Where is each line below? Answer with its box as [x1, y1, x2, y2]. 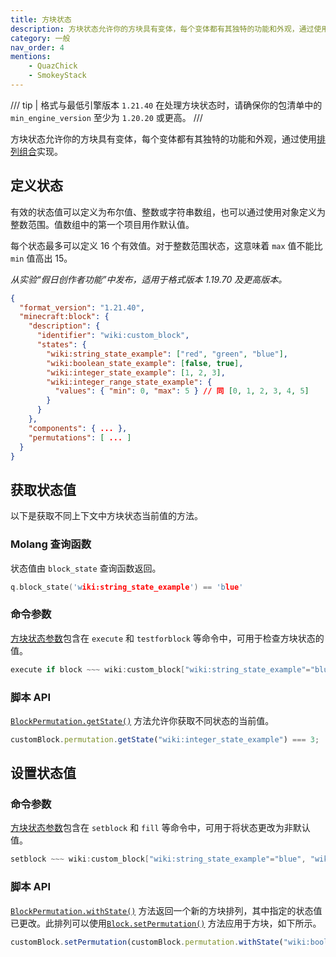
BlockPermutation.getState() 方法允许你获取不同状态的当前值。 [10, 714, 275, 726]
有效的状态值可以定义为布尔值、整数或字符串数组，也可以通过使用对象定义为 [10, 206, 326, 218]
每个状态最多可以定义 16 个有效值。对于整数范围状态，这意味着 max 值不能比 [10, 239, 323, 251]
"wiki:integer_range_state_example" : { [46, 377, 213, 387]
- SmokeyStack [28, 71, 87, 81]
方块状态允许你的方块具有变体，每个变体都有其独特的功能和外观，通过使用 [10, 132, 317, 145]
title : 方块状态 [10, 14, 72, 25]
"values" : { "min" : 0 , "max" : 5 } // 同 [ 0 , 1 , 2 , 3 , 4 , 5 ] [54, 386, 310, 396]
